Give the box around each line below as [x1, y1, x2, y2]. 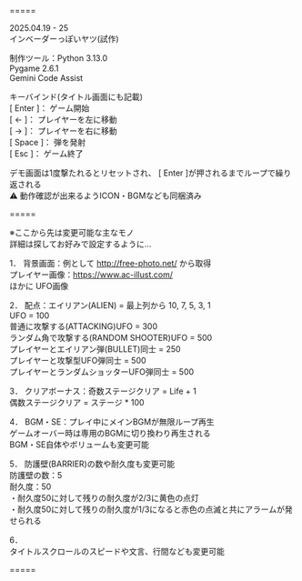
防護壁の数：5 [9, 470, 63, 480]
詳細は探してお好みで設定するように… [9, 238, 152, 249]
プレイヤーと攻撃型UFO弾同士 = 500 [9, 356, 147, 366]
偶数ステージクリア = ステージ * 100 [9, 397, 145, 407]
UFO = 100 [9, 310, 50, 321]
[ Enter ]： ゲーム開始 [9, 103, 90, 114]
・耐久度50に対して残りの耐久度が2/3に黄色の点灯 [9, 493, 199, 503]
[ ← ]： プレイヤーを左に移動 [9, 115, 117, 125]
